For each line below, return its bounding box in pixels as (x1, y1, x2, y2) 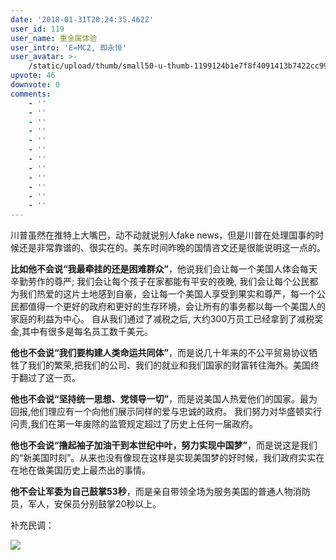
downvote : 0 (10, 80, 60, 90)
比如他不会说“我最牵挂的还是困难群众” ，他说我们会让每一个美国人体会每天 (10, 263, 318, 275)
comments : (10, 89, 52, 99)
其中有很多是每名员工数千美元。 (21, 326, 154, 338)
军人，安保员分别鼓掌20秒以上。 (27, 498, 162, 510)
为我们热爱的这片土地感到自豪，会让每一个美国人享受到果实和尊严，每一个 (10, 288, 317, 300)
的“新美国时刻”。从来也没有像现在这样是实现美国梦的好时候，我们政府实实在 (10, 452, 325, 464)
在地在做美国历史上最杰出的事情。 (10, 464, 151, 476)
